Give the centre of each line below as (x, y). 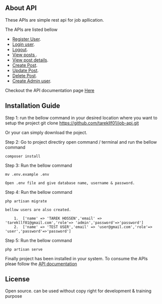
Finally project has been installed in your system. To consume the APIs (77, 258)
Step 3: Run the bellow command (39, 165)
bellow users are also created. (38, 210)
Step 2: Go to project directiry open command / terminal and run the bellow (81, 142)
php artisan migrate (26, 201)
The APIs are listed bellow (31, 30)
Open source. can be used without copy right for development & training (78, 291)
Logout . (20, 49)
